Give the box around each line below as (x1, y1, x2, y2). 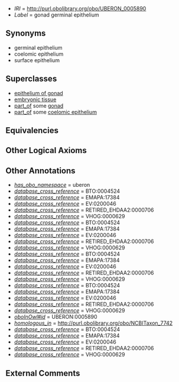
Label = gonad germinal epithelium (14, 11, 99, 18)
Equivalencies (5, 125, 58, 135)
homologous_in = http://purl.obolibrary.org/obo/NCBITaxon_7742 (14, 319, 173, 327)
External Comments (5, 368, 80, 378)
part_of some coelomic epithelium (14, 108, 97, 115)
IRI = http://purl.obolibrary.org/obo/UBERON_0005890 (14, 5, 147, 12)
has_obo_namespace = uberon (14, 182, 90, 189)
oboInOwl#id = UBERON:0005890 (14, 313, 98, 321)
